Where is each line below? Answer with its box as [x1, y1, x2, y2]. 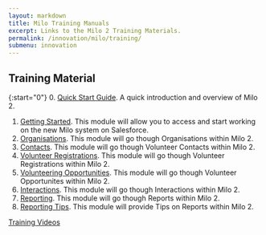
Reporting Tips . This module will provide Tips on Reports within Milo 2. [19, 201, 255, 211]
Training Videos [8, 217, 60, 227]
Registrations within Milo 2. [19, 159, 110, 168]
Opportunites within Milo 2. [19, 176, 110, 185]
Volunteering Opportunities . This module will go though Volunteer [19, 168, 237, 177]
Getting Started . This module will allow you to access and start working [19, 116, 256, 126]
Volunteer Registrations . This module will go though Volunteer [19, 150, 225, 160]
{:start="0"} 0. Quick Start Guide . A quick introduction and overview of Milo [8, 92, 259, 102]
